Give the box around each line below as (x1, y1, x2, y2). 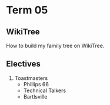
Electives (6, 59, 41, 69)
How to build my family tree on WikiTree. (6, 42, 105, 49)
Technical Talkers (23, 87, 66, 94)
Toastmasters (14, 74, 48, 82)
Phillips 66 (23, 80, 49, 87)
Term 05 (6, 3, 48, 17)
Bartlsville (23, 93, 48, 100)
